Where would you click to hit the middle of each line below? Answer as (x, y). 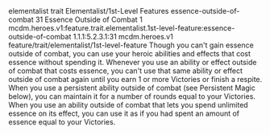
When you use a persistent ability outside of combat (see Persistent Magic (132, 88)
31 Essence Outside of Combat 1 (89, 19)
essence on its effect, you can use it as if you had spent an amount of (124, 113)
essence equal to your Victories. (62, 122)
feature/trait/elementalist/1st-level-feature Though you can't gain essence (131, 45)
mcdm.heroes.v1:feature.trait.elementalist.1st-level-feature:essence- (122, 28)
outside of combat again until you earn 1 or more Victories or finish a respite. (135, 79)
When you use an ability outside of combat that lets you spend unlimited (128, 105)
